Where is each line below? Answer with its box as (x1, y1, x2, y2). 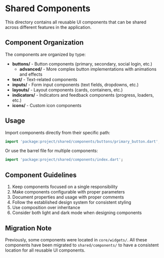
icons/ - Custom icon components (12, 102, 82, 108)
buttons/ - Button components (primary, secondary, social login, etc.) (12, 61, 153, 66)
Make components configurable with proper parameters (12, 189, 125, 195)
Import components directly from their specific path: (5, 129, 111, 135)
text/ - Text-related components (12, 76, 78, 82)
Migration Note (5, 224, 52, 232)
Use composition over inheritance (12, 205, 81, 211)
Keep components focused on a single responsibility (12, 184, 118, 190)
